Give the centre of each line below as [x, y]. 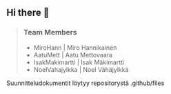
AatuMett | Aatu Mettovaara [73, 55]
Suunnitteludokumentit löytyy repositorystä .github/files [85, 83]
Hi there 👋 [28, 13]
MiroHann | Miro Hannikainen [75, 47]
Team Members [50, 32]
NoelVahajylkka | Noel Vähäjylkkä [81, 69]
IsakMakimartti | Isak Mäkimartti [79, 62]
